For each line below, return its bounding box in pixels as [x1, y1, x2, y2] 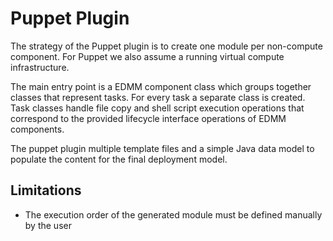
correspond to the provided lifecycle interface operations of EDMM [10, 112, 287, 124]
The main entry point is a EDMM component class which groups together [10, 80, 312, 92]
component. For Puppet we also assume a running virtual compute [10, 50, 285, 62]
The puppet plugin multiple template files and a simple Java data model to [10, 142, 315, 154]
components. [10, 123, 65, 135]
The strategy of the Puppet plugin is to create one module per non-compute [10, 40, 323, 52]
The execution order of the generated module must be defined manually [24, 208, 323, 221]
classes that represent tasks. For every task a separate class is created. [10, 91, 306, 103]
